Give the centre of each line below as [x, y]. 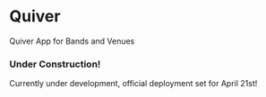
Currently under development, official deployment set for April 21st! [133, 84]
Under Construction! [55, 64]
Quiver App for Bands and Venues [72, 41]
